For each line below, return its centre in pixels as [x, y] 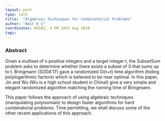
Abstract [16, 50]
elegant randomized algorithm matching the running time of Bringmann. [78, 88]
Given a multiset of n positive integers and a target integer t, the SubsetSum [83, 61]
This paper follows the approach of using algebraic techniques [69, 97]
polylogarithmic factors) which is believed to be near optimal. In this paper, [82, 77]
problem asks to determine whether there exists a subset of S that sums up [82, 66]
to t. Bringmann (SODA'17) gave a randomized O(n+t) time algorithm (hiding [82, 72]
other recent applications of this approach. [49, 113]
